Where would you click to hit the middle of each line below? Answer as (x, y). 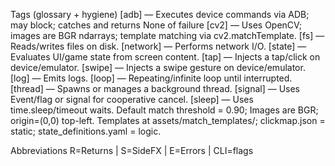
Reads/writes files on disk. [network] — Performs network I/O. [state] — (158, 46)
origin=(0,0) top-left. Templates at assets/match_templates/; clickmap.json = (168, 120)
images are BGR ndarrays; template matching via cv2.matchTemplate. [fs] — (167, 35)
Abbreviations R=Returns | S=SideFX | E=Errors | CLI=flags (132, 150)
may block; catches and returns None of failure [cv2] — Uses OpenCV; (156, 25)
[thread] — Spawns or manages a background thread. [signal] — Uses (155, 88)
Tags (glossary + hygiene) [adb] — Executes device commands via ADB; (160, 14)
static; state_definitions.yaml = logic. (86, 131)
